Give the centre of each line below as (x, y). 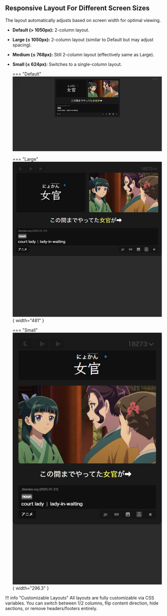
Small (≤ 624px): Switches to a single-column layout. (67, 64)
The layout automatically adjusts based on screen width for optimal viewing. (83, 20)
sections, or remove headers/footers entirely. (51, 608)
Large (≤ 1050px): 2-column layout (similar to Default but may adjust (83, 39)
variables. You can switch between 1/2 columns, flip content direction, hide (82, 603)
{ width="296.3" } (31, 588)
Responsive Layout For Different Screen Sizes (78, 8)
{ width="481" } (28, 320)
